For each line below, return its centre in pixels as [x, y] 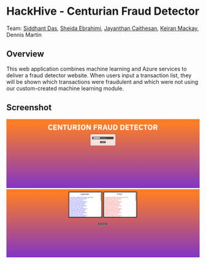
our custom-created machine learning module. [65, 88]
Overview [25, 54]
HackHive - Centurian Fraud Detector [103, 11]
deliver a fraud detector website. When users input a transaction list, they [99, 75]
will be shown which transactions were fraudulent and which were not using [102, 81]
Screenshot [29, 107]
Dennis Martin [24, 34]
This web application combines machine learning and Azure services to [97, 69]
